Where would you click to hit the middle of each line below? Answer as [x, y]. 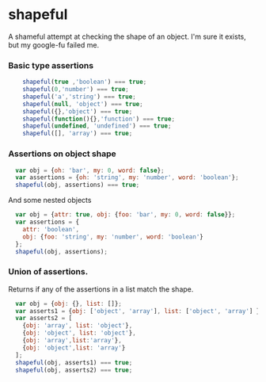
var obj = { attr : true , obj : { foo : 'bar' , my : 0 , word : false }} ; [125, 215]
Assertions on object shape [62, 154]
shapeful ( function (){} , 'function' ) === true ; [99, 119]
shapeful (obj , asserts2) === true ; [74, 370]
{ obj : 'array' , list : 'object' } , [78, 326]
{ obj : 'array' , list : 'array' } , [72, 341]
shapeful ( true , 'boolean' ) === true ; [85, 82]
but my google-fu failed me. [54, 44]
